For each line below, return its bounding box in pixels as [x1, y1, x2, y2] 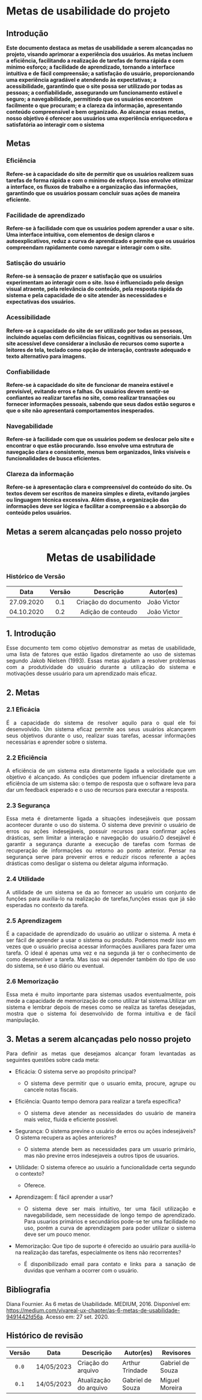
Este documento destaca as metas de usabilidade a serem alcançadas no [6, 44, 194, 51]
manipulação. [6, 1017, 40, 1024]
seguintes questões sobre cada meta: [6, 1056, 100, 1064]
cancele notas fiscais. [23, 1086, 78, 1093]
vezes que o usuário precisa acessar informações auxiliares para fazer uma [6, 943, 196, 950]
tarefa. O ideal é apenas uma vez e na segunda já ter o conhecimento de [6, 949, 196, 956]
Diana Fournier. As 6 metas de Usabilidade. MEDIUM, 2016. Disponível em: [6, 1300, 191, 1307]
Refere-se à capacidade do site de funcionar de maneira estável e [6, 381, 174, 388]
